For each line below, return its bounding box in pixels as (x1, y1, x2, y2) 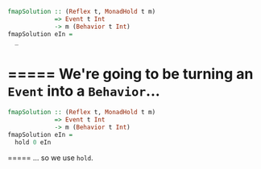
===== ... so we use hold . (7, 153, 93, 163)
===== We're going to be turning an (7, 64, 254, 83)
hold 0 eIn (14, 138, 52, 146)
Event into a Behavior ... (7, 81, 160, 100)
